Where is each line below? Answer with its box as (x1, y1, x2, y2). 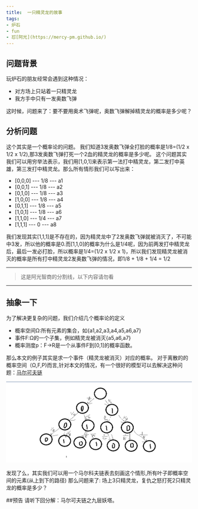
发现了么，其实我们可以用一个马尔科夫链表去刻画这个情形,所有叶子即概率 (6, 470, 184, 477)
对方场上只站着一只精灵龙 (14, 87, 77, 94)
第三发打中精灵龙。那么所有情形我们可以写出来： (16, 165, 136, 172)
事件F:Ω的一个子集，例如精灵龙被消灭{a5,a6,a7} (14, 334, 131, 341)
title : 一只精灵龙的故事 (6, 9, 63, 15)
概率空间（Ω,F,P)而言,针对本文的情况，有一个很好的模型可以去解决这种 (6, 361, 178, 368)
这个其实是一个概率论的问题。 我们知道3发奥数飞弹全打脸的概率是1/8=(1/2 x (6, 143, 190, 150)
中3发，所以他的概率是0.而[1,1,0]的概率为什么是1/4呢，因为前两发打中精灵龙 (6, 240, 190, 247)
